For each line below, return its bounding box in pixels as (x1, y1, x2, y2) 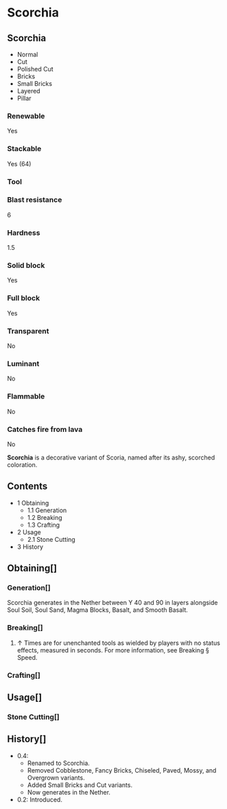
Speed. (16, 653, 38, 661)
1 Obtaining (16, 499, 49, 507)
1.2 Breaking (27, 513, 63, 521)
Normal (16, 50, 38, 58)
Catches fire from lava (7, 424, 83, 434)
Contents (7, 481, 48, 492)
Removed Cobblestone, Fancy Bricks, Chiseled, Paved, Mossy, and (27, 766, 217, 774)
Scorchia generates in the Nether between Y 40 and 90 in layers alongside (7, 599, 218, 607)
